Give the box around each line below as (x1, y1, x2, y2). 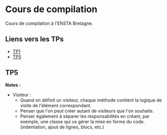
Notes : (5, 82, 21, 88)
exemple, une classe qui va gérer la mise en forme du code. (20, 118, 145, 124)
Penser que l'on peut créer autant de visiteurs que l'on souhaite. (20, 108, 154, 114)
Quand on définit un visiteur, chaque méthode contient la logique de (20, 97, 162, 103)
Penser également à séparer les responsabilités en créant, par (20, 113, 150, 119)
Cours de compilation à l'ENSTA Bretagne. (5, 20, 94, 26)
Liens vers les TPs (5, 35, 64, 43)
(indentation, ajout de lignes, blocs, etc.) (20, 124, 105, 130)
